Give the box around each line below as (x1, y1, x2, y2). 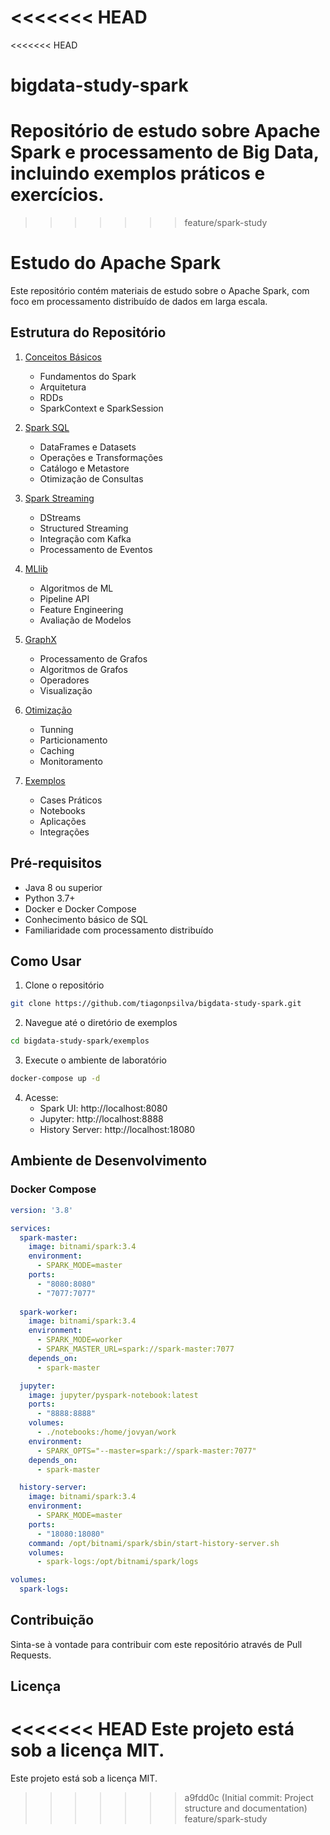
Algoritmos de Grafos (39, 663, 128, 675)
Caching (39, 744, 75, 756)
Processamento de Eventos (39, 543, 153, 555)
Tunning (39, 723, 74, 735)
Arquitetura (39, 381, 87, 393)
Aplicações (39, 815, 87, 827)
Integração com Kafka (39, 532, 132, 545)
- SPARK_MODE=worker (36, 1335, 123, 1345)
